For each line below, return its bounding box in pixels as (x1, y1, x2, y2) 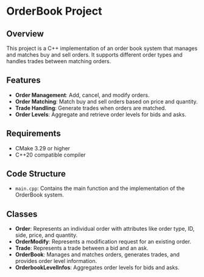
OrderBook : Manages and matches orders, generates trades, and (15, 251, 180, 258)
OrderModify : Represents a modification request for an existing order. (15, 238, 192, 245)
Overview (6, 29, 44, 39)
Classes (6, 209, 38, 219)
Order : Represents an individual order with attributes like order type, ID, (15, 225, 195, 233)
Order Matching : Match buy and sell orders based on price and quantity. (15, 97, 198, 105)
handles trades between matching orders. (6, 58, 111, 65)
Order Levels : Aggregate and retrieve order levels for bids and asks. (15, 111, 187, 118)
